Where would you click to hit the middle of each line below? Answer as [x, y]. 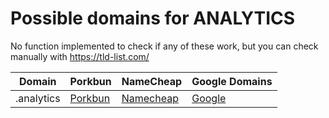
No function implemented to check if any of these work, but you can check [164, 46]
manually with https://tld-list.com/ [80, 56]
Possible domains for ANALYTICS [153, 18]
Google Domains [232, 81]
